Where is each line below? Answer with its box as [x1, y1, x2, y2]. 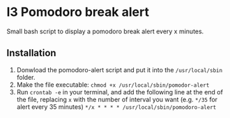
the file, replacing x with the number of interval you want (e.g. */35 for [16, 95, 217, 103]
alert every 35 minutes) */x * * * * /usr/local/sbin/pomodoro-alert [16, 102, 217, 111]
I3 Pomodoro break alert [6, 4, 149, 20]
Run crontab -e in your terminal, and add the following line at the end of [16, 87, 224, 96]
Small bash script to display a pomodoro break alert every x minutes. [6, 27, 204, 35]
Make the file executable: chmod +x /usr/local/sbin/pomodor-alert [16, 81, 210, 89]
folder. [16, 73, 36, 81]
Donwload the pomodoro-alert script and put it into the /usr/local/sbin [16, 65, 223, 74]
